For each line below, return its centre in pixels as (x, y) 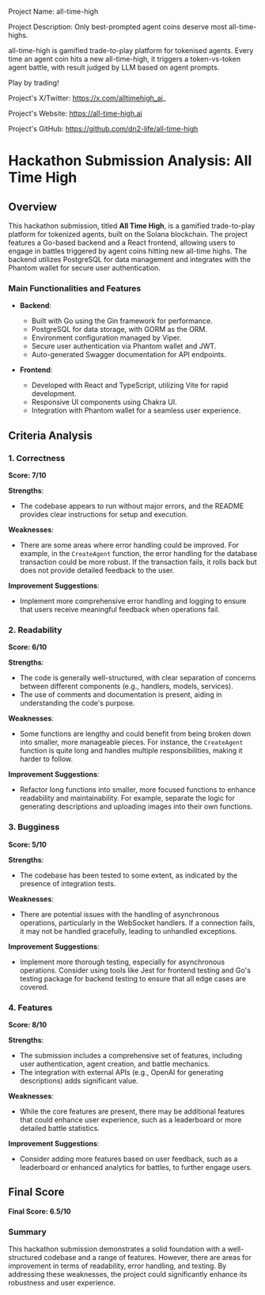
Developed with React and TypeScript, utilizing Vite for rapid (130, 385)
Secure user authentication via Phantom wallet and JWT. (124, 346)
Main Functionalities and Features (75, 288)
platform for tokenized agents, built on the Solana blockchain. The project (128, 234)
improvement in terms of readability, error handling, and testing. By (117, 1266)
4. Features (30, 1007)
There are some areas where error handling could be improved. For (129, 545)
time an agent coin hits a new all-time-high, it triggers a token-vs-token (125, 59)
